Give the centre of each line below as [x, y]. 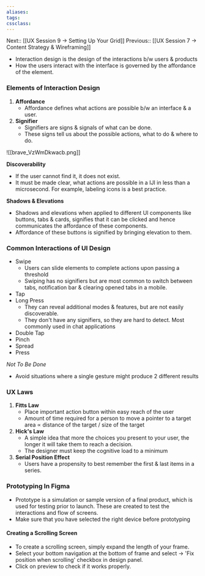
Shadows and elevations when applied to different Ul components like [103, 212]
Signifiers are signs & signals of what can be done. [88, 127]
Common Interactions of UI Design [59, 248]
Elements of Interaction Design [53, 88]
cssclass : [19, 23]
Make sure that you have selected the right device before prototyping [103, 519]
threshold [36, 274]
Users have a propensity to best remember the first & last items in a [109, 464]
